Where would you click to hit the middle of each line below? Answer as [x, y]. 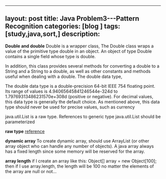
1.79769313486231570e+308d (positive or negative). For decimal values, [79, 96]
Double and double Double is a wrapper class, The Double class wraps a [80, 46]
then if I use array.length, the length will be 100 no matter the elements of [80, 166]
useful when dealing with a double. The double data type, [64, 76]
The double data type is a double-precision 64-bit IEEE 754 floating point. [80, 86]
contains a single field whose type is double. [50, 56]
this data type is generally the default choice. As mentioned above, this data [83, 102]
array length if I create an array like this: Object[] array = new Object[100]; [81, 161]
